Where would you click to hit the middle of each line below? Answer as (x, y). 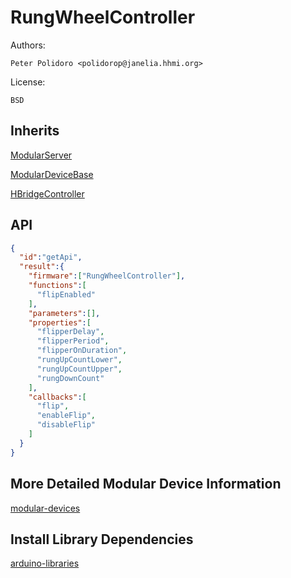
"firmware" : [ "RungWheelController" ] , (107, 276)
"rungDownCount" (70, 378)
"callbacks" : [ (57, 397)
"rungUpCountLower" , (79, 360)
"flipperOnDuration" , (82, 351)
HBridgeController (47, 193)
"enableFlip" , (66, 416)
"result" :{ (42, 267)
